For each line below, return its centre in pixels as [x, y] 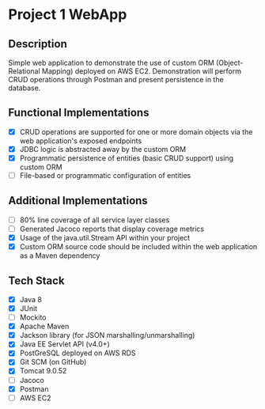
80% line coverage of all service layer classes [95, 220]
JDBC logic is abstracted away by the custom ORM [103, 149]
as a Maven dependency [60, 256]
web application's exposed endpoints [81, 141]
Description [38, 44]
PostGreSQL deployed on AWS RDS [78, 353]
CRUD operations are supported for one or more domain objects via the [136, 131]
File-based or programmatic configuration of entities [105, 175]
